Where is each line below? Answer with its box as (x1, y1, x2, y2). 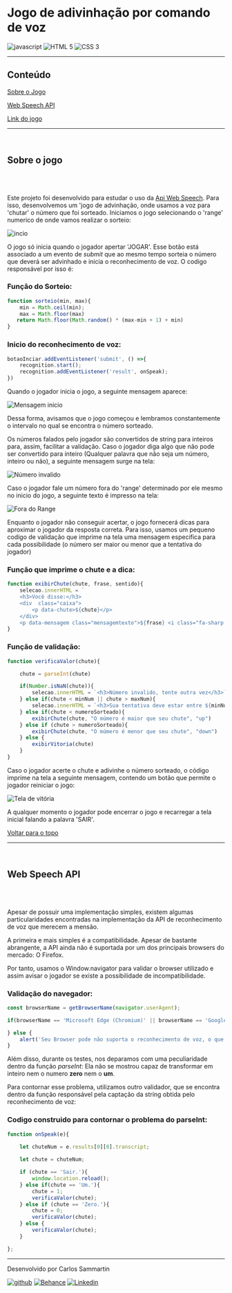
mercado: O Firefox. (7, 951, 64, 959)
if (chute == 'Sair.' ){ (19, 1169, 88, 1176)
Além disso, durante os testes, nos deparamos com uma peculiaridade (7, 1055, 208, 1063)
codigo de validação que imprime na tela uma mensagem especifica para (7, 533, 216, 541)
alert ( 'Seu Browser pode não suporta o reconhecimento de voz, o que (19, 1036, 224, 1043)
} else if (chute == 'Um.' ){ (19, 1181, 100, 1188)
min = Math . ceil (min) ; (19, 304, 85, 311)
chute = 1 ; (32, 1188, 64, 1195)
